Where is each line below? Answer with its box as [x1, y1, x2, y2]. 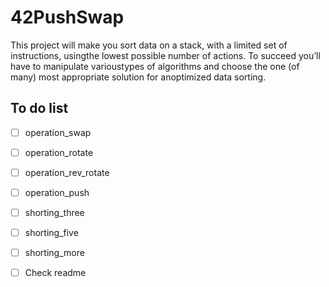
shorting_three [24, 207, 85, 218]
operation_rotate [24, 146, 94, 158]
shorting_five [24, 227, 79, 239]
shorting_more [24, 247, 85, 259]
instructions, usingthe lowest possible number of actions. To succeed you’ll [10, 49, 321, 61]
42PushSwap [10, 6, 125, 29]
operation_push [24, 186, 90, 198]
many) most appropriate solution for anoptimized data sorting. [10, 71, 267, 83]
